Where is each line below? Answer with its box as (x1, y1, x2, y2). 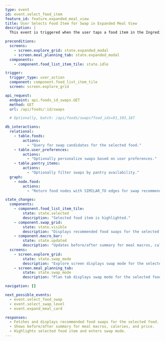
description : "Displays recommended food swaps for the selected (23, 229, 160, 234)
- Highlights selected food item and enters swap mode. (9, 329, 126, 334)
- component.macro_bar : (14, 234, 63, 238)
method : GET (9, 102, 34, 107)
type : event (5, 7, 29, 12)
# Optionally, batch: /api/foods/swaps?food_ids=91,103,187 (9, 116, 135, 121)
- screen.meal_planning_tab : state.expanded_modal (14, 52, 120, 57)
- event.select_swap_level (9, 301, 65, 307)
